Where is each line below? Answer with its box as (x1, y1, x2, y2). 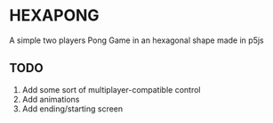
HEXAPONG (9, 5, 100, 26)
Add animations (21, 94, 80, 104)
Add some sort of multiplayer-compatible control (21, 84, 201, 94)
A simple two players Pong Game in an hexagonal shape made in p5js (9, 35, 264, 45)
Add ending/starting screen (21, 103, 124, 114)
